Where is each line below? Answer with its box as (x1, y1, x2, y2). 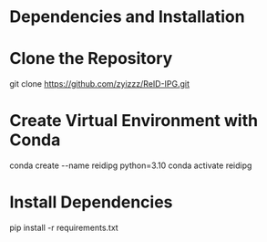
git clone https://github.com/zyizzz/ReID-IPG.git (9, 79, 190, 89)
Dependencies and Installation (9, 6, 245, 27)
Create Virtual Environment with (9, 110, 258, 132)
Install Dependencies (9, 192, 173, 213)
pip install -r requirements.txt (9, 222, 118, 233)
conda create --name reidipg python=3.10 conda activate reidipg (9, 160, 252, 171)
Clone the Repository (9, 48, 173, 69)
